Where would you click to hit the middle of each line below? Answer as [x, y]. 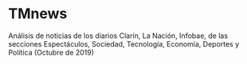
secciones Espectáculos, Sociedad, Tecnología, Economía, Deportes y [124, 43]
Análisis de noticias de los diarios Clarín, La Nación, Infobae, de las [118, 36]
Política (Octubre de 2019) [51, 52]
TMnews [38, 14]
